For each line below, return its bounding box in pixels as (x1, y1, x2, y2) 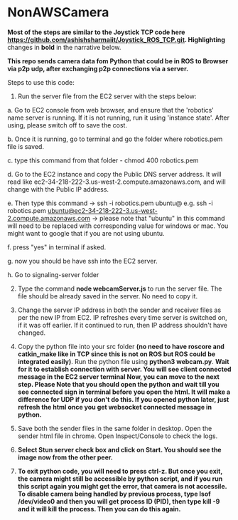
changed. (17, 328, 46, 337)
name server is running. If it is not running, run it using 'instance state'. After (7, 113, 229, 122)
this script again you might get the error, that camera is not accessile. (17, 482, 227, 490)
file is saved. (7, 142, 45, 150)
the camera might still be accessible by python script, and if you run (17, 474, 223, 483)
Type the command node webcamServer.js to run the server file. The (17, 284, 222, 293)
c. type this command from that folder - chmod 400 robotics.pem (7, 156, 199, 165)
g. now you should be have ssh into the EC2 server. (7, 256, 158, 265)
